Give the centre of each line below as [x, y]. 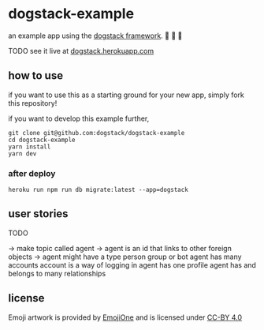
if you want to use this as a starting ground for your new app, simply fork [126, 95]
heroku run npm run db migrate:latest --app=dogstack [99, 190]
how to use [36, 76]
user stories [38, 214]
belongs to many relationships [57, 273]
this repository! [33, 103]
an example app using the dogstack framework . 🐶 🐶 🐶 [95, 36]
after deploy [32, 173]
